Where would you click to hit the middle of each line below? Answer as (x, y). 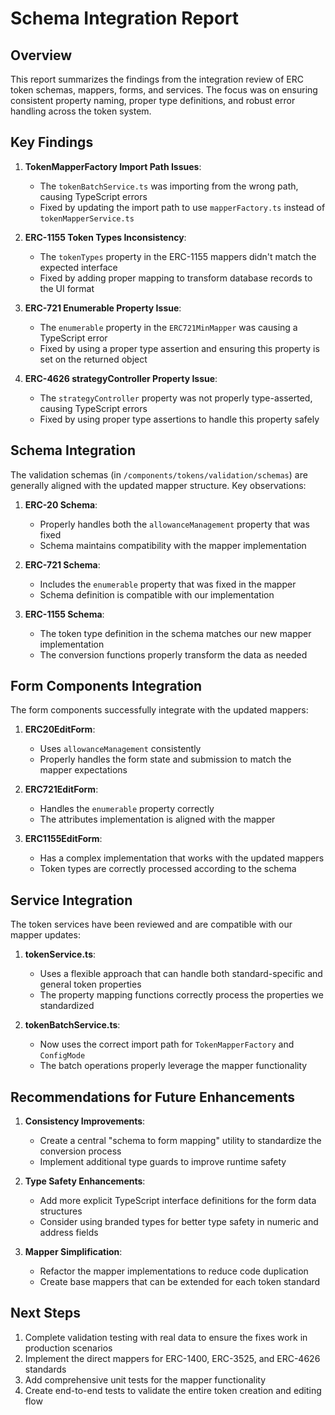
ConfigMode (62, 1056)
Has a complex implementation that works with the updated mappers (182, 858)
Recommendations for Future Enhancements (153, 1097)
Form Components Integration (106, 686)
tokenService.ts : (60, 954)
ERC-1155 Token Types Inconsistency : (105, 237)
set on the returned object (93, 359)
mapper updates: (45, 935)
